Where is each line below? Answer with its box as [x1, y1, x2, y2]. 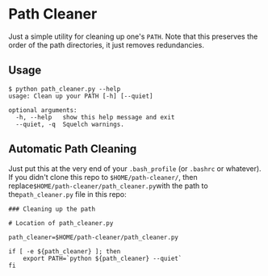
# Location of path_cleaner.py [8, 219, 114, 227]
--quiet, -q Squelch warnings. [15, 120, 125, 128]
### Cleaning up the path [8, 205, 95, 213]
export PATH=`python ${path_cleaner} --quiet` [23, 254, 182, 262]
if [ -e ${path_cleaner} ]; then [8, 247, 121, 255]
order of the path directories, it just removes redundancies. [8, 40, 204, 49]
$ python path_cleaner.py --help [8, 85, 121, 93]
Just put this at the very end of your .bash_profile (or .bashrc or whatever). [8, 163, 262, 174]
